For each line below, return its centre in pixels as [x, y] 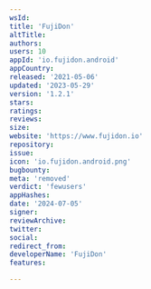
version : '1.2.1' [42, 94]
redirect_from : [38, 246]
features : [28, 263]
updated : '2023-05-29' [52, 85]
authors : [26, 43]
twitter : [26, 229]
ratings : [26, 111]
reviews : [26, 119]
